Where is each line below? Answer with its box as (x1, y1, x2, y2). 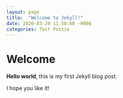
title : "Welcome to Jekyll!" (6, 15, 84, 21)
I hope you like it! (6, 85, 50, 92)
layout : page (6, 9, 40, 15)
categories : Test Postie (6, 26, 70, 32)
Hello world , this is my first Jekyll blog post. (6, 73, 117, 80)
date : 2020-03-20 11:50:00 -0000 (6, 20, 92, 26)
